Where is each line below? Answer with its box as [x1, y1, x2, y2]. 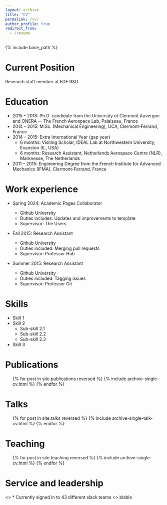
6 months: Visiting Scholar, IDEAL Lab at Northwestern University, [19, 139, 156, 145]
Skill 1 [12, 314, 24, 321]
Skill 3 [12, 342, 25, 348]
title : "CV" [5, 12, 30, 17]
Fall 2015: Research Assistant [12, 230, 73, 236]
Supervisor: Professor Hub [19, 250, 75, 256]
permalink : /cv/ [5, 17, 39, 22]
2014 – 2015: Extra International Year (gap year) [12, 134, 111, 140]
